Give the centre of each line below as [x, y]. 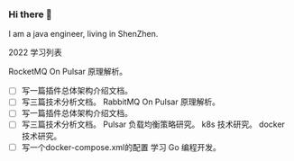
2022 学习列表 [35, 52]
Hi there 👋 [31, 14]
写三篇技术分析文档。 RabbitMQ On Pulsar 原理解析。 [120, 102]
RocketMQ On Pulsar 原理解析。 [68, 72]
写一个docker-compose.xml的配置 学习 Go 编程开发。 [121, 147]
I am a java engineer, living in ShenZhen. [83, 34]
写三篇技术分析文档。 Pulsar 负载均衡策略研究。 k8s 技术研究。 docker [153, 124]
